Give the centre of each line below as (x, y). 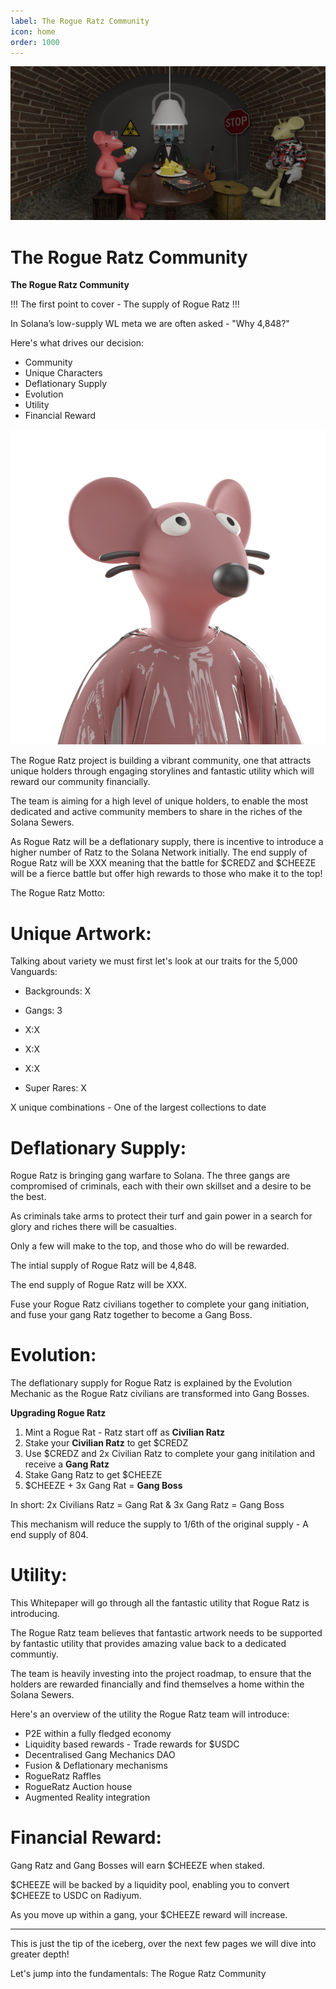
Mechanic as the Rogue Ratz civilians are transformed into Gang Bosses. (160, 1394)
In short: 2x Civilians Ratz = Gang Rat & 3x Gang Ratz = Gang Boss (147, 1505)
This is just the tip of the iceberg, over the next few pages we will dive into (163, 1944)
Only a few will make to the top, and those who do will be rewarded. (150, 1246)
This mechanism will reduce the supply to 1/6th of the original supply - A (159, 1524)
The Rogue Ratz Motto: (58, 893)
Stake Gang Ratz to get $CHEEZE (93, 1475)
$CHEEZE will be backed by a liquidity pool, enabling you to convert (150, 1885)
